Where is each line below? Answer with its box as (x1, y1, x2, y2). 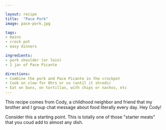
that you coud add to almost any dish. (5, 119, 84, 125)
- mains (5, 34, 22, 40)
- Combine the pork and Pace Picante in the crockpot (5, 76, 121, 81)
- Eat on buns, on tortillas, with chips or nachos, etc (5, 85, 127, 90)
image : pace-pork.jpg (5, 21, 51, 26)
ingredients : (5, 53, 33, 58)
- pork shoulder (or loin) (5, 57, 62, 62)
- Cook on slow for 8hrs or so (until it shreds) (5, 80, 112, 85)
